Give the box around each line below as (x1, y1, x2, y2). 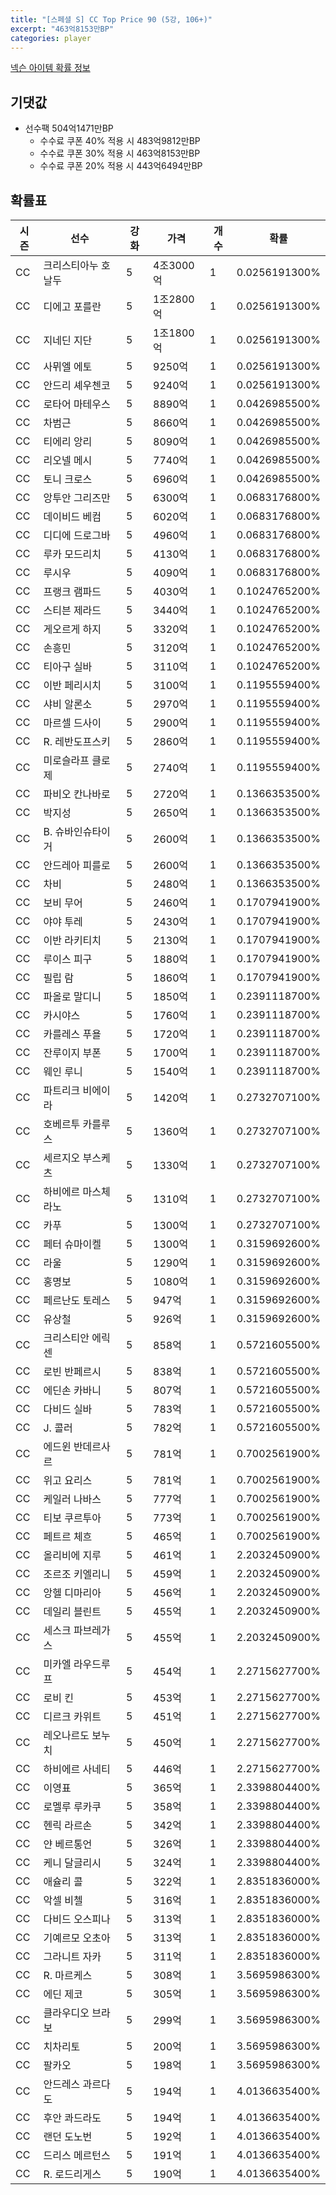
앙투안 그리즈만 (43, 491, 111, 505)
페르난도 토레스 (43, 1294, 111, 1307)
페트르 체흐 (43, 1530, 93, 1543)
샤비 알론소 (43, 697, 93, 711)
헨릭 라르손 (43, 1819, 93, 1832)
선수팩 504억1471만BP (24, 122, 114, 135)
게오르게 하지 (43, 622, 102, 636)
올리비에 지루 (43, 1549, 102, 1562)
